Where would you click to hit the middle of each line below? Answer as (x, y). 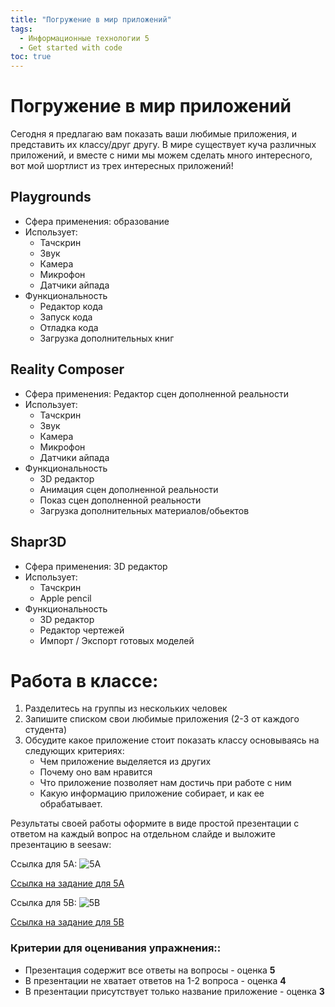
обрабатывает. (71, 804)
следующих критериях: (74, 751)
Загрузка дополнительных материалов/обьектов (144, 510)
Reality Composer (67, 369)
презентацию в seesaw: (61, 845)
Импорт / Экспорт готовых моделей (117, 640)
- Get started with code (71, 47)
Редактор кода (71, 306)
